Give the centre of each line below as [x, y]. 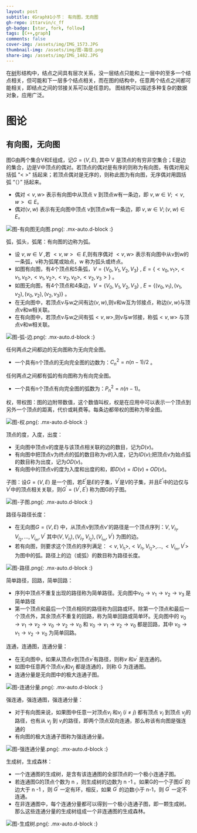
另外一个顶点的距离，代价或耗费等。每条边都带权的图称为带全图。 [86, 409]
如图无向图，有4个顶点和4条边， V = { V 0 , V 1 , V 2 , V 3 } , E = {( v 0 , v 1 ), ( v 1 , [98, 286]
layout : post [22, 11]
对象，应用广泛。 [27, 95]
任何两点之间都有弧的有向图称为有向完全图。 [60, 376]
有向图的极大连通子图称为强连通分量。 [61, 736]
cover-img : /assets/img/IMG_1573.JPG [52, 45]
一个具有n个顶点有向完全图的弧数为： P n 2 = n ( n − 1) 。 [79, 389]
